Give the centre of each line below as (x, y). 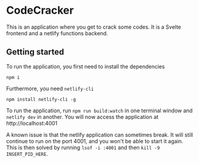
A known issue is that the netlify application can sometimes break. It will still (99, 134)
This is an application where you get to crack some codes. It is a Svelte (94, 27)
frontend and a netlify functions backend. (57, 33)
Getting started (35, 52)
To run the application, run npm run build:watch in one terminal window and (99, 110)
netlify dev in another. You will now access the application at (82, 116)
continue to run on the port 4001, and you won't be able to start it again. (95, 141)
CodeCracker (40, 10)
